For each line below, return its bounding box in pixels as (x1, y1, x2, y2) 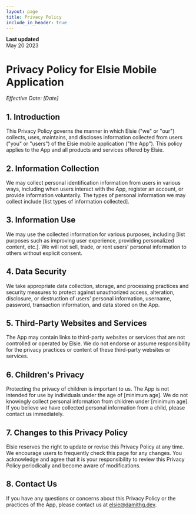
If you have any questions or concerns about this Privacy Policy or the (6, 495, 176, 502)
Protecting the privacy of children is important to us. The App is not (6, 385, 170, 392)
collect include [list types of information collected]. (6, 198, 129, 205)
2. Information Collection (6, 163, 99, 173)
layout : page (6, 8, 38, 15)
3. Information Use (6, 215, 76, 225)
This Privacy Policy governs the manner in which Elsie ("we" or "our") (6, 127, 175, 135)
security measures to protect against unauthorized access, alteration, (6, 289, 175, 296)
